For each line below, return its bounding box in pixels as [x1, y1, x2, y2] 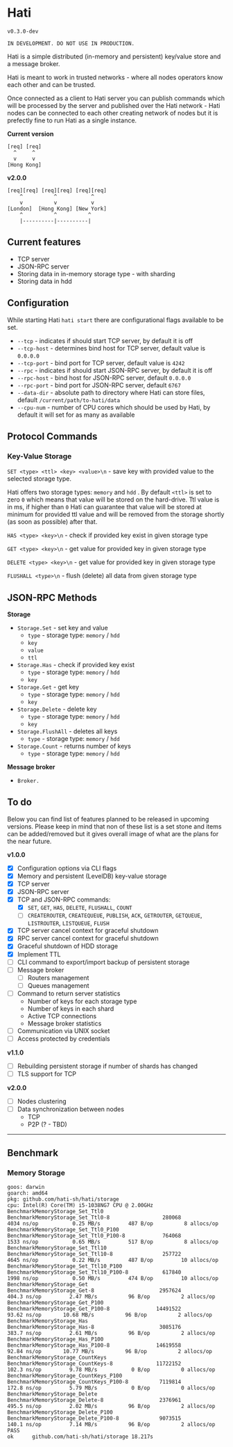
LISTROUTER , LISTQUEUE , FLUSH [27, 919, 110, 927]
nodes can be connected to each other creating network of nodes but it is [7, 109, 218, 117]
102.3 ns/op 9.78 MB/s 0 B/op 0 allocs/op [7, 1366, 216, 1373]
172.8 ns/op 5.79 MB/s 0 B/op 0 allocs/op [7, 1384, 216, 1391]
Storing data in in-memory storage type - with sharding [17, 269, 175, 278]
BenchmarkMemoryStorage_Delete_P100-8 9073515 [7, 1414, 182, 1422]
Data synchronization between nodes [17, 1105, 125, 1114]
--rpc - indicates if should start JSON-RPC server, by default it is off [17, 366, 213, 374]
